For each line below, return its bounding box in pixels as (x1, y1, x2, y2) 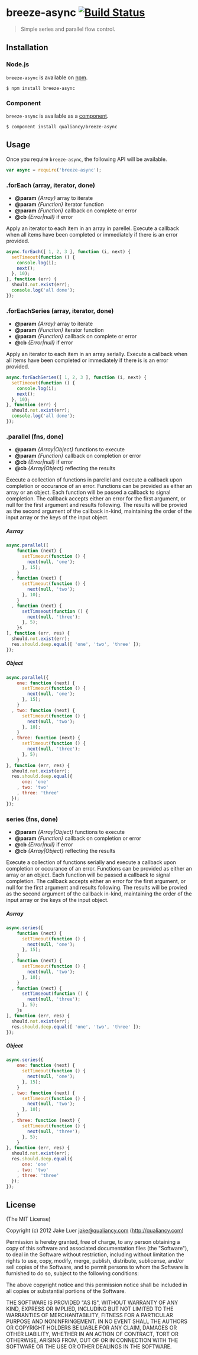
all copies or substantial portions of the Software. (6, 1288, 126, 1295)
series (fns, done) (6, 815, 58, 823)
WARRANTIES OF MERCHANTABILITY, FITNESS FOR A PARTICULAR (6, 1312, 173, 1319)
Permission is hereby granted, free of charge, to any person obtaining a (6, 1238, 180, 1246)
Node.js (6, 60, 30, 69)
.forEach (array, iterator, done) (6, 181, 96, 189)
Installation (6, 43, 48, 53)
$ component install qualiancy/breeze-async (6, 124, 118, 130)
